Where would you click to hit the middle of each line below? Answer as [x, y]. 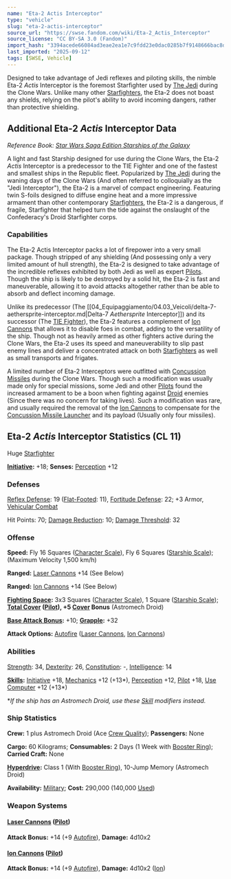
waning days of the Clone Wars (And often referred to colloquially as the [109, 180]
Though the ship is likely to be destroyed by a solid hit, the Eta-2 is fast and [113, 278]
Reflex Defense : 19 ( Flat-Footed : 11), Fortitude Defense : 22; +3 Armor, [106, 499]
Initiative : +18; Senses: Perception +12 [63, 466]
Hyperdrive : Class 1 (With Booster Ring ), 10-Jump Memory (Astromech [108, 767]
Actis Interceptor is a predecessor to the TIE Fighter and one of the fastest [112, 166]
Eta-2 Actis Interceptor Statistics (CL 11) [94, 437]
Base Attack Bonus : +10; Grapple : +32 [63, 621]
